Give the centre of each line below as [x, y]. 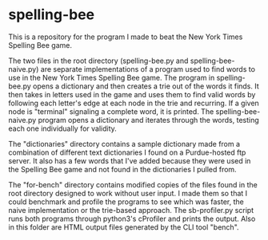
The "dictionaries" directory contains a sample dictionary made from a [124, 144]
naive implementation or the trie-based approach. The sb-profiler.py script [131, 210]
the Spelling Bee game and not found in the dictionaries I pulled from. [123, 169]
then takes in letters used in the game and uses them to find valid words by [132, 94]
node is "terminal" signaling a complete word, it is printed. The [111, 111]
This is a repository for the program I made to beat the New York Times [126, 37]
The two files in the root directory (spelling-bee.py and [98, 61]
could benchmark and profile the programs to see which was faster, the [126, 202]
